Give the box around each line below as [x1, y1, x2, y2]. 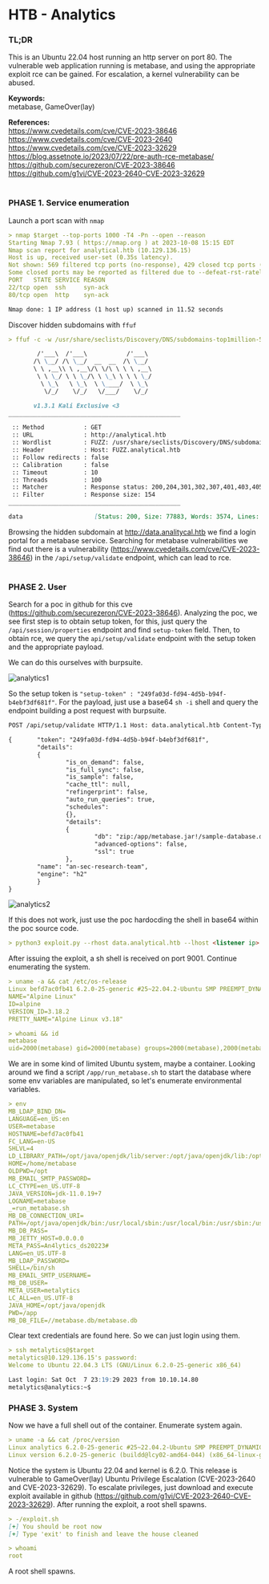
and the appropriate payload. [8, 642, 104, 652]
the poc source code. [8, 924, 79, 933]
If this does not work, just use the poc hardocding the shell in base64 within [8, 915, 259, 924]
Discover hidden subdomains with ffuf [8, 319, 137, 330]
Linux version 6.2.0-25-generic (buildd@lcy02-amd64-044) [8, 1451, 206, 1459]
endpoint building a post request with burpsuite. [8, 706, 167, 716]
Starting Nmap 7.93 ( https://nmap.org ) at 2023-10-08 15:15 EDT [8, 238, 235, 246]
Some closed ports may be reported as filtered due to [8, 269, 195, 277]
